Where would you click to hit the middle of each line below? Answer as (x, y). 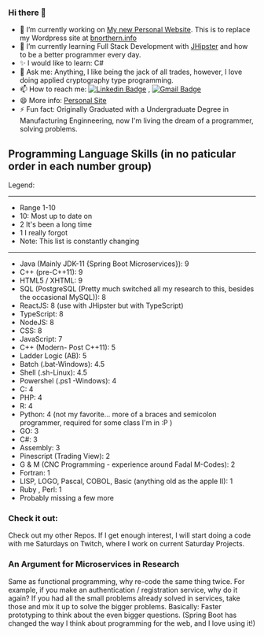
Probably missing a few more (66, 498)
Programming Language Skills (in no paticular (122, 154)
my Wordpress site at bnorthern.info (78, 38)
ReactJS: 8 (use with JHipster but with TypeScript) (101, 305)
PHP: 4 (31, 397)
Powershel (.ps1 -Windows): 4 (68, 381)
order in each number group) (80, 166)
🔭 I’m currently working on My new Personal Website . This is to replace (135, 30)
